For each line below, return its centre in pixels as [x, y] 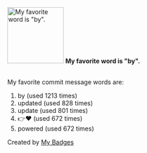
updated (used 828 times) [55, 103]
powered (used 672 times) [56, 128]
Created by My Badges [40, 142]
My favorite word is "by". [103, 61]
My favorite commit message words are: [66, 82]
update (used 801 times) [53, 111]
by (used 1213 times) [47, 95]
